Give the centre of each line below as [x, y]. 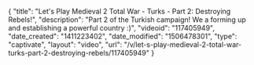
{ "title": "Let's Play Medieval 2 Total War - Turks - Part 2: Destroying [120, 11]
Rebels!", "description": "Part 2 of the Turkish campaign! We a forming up [127, 20]
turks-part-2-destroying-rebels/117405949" [79, 53]
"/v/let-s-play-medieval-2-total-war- [183, 45]
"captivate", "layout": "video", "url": [65, 45]
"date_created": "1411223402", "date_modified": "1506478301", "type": [123, 36]
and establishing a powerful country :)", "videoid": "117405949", [111, 28]
